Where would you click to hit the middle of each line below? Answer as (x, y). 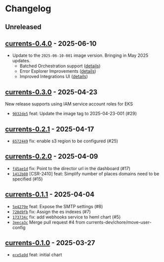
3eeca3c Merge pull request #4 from (49, 222)
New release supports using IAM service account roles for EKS (69, 104)
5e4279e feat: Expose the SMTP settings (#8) (58, 206)
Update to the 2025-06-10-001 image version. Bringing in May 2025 (80, 55)
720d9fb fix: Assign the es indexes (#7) (52, 212)
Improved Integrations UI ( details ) (54, 77)
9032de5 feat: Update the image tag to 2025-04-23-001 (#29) (74, 114)
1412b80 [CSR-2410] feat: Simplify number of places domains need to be (86, 174)
